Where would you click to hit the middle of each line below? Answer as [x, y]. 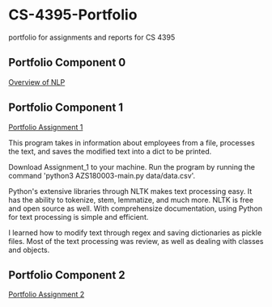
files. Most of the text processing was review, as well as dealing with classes [136, 241]
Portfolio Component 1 [66, 108]
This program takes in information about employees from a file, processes [132, 142]
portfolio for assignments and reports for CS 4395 [92, 37]
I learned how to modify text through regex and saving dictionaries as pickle [135, 233]
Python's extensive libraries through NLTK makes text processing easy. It [130, 191]
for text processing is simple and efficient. [79, 217]
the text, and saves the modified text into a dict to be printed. [110, 151]
